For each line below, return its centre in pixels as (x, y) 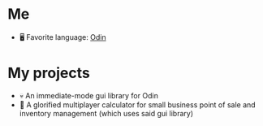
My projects (49, 73)
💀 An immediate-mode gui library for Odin (89, 95)
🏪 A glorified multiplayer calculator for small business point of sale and (138, 104)
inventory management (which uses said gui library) (106, 113)
